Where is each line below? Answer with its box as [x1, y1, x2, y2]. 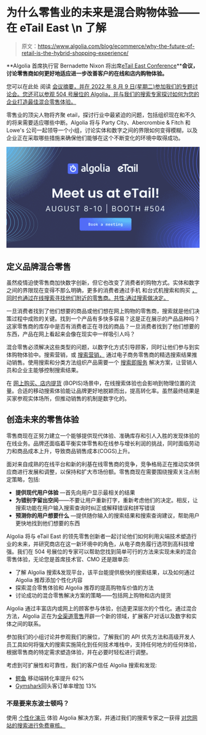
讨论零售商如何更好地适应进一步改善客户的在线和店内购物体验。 [6, 69, 167, 77]
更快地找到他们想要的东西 [15, 519, 80, 527]
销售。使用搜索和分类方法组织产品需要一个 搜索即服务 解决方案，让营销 [11, 359, 192, 366]
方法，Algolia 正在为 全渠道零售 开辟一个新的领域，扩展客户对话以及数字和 [6, 612, 192, 620]
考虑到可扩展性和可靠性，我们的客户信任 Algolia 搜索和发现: [6, 661, 158, 669]
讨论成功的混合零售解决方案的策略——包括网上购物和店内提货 [15, 591, 172, 599]
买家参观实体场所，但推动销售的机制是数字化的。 [6, 395, 130, 402]
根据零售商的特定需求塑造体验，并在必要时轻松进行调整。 [6, 648, 151, 656]
